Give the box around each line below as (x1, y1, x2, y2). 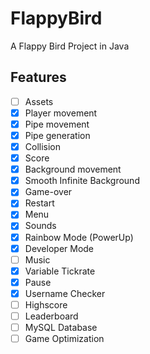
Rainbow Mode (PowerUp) (24, 231, 134, 243)
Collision (24, 141, 62, 152)
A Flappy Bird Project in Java (10, 40, 130, 52)
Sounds (24, 220, 57, 232)
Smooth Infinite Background (24, 175, 140, 187)
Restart (24, 197, 55, 209)
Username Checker (24, 287, 106, 299)
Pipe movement (24, 118, 90, 130)
